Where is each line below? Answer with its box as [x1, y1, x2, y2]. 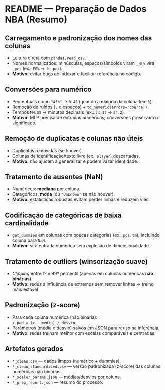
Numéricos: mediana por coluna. [12, 186, 81, 192]
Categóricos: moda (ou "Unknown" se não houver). [12, 191, 115, 197]
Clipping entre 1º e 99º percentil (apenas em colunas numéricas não [12, 271, 153, 277]
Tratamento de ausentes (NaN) [5, 173, 103, 181]
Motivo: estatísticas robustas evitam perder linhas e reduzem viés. [12, 196, 150, 203]
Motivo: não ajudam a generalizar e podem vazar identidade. [12, 158, 139, 164]
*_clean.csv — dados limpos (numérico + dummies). [12, 358, 121, 364]
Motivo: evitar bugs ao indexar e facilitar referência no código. [12, 71, 141, 77]
